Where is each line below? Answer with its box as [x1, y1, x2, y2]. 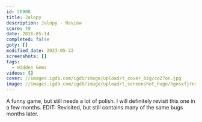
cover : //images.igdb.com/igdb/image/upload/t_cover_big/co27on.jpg [6, 75, 182, 81]
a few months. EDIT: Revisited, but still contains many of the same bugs [6, 104, 183, 111]
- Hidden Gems [11, 64, 47, 71]
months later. [6, 110, 39, 117]
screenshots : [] [6, 53, 47, 59]
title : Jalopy [6, 14, 42, 20]
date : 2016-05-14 [6, 31, 50, 37]
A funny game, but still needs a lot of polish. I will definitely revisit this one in [6, 97, 195, 105]
